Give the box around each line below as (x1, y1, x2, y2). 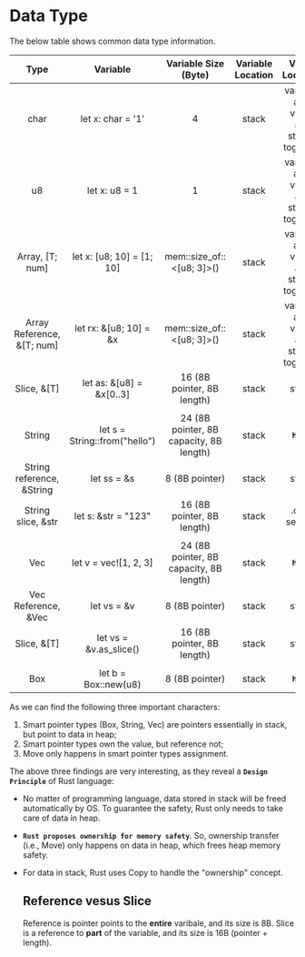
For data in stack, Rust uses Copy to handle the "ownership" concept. (22, 867, 283, 878)
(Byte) (181, 68, 210, 81)
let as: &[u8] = (82, 376, 143, 389)
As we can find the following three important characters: (9, 701, 221, 712)
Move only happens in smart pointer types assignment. (22, 748, 229, 758)
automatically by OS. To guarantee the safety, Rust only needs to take (22, 802, 284, 813)
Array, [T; (16, 249, 58, 262)
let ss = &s (90, 472, 135, 484)
